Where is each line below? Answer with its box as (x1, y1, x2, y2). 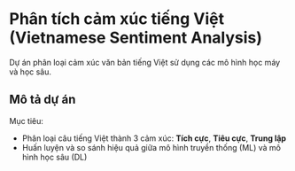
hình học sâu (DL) (21, 152, 88, 162)
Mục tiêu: (9, 115, 44, 126)
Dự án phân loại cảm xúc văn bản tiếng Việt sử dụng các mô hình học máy (9, 57, 281, 67)
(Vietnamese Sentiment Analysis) (9, 27, 263, 48)
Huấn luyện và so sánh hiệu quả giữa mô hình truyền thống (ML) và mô (21, 142, 282, 152)
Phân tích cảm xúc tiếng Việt (9, 9, 224, 29)
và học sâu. (9, 66, 51, 77)
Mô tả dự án (9, 92, 76, 107)
